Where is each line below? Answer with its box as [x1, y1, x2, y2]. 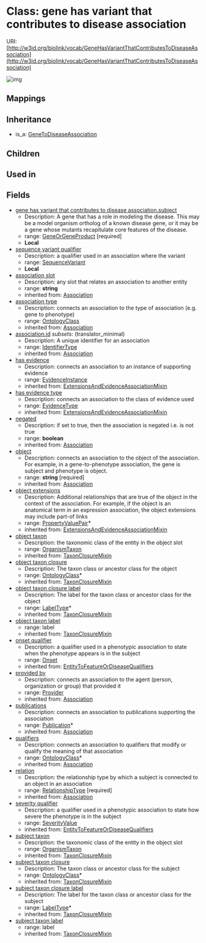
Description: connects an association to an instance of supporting [24, 363, 191, 370]
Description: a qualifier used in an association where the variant [24, 252, 186, 259]
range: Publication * [24, 721, 74, 728]
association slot [15, 271, 55, 279]
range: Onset [24, 656, 58, 663]
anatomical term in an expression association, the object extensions [24, 506, 196, 514]
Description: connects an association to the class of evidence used [24, 395, 194, 402]
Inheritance [6, 114, 51, 125]
